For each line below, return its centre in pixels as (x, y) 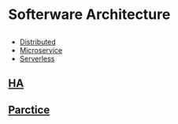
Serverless (37, 58)
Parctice (29, 110)
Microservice (41, 50)
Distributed (38, 42)
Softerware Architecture (89, 15)
